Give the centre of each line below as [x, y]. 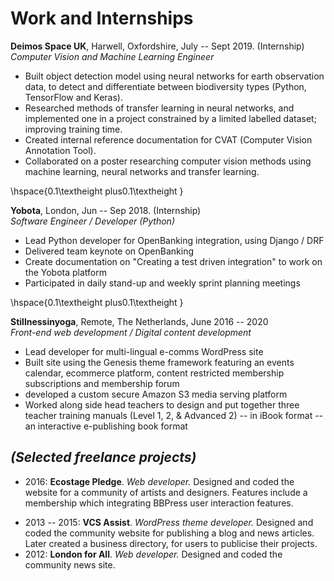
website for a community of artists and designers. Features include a [166, 492]
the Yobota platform [65, 272]
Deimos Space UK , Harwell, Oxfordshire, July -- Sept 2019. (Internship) [157, 46]
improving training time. [73, 129]
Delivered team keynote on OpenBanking [109, 251]
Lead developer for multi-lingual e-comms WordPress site [144, 351]
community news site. [70, 564]
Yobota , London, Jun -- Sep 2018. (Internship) [106, 210]
